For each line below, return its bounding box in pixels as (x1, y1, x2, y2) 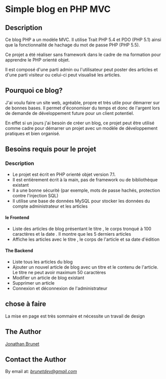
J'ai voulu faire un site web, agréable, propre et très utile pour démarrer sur (5, 99, 160, 105)
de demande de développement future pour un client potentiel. (5, 110, 135, 116)
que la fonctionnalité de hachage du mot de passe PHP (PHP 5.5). (5, 42, 141, 48)
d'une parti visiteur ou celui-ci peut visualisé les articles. (5, 72, 121, 78)
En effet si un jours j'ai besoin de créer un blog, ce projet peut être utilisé (5, 120, 155, 126)
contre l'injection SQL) (12, 192, 59, 198)
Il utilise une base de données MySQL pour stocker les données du (12, 198, 151, 204)
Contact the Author (5, 355, 66, 364)
